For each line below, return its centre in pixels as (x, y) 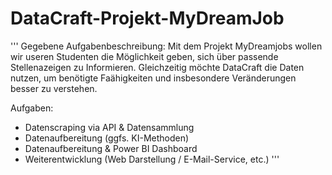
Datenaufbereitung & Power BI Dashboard (111, 148)
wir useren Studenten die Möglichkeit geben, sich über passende (144, 56)
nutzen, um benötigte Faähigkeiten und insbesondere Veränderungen (153, 78)
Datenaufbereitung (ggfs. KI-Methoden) (107, 138)
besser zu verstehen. (54, 88)
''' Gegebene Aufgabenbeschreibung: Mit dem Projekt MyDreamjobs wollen (166, 46)
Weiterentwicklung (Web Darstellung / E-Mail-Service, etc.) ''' (152, 159)
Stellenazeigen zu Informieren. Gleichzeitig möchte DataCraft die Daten (157, 67)
